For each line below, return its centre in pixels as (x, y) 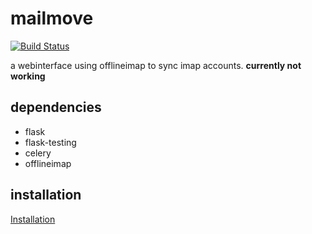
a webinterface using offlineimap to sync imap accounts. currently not (156, 65)
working (28, 76)
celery (38, 153)
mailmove (52, 18)
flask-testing (50, 142)
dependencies (56, 107)
